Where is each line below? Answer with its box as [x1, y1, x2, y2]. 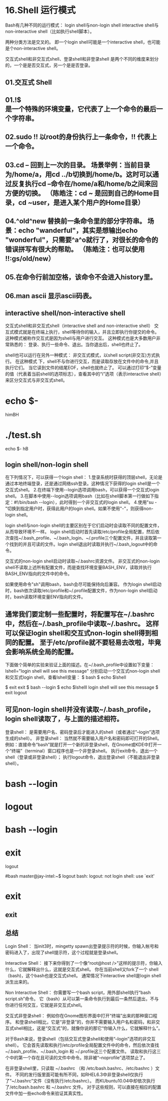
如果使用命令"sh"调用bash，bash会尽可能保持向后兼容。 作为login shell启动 [5, 582, 161, 588]
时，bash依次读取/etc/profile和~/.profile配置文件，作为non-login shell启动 [5, 588, 157, 594]
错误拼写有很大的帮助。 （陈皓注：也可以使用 [5, 245, 145, 253]
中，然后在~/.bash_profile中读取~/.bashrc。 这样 [5, 619, 159, 628]
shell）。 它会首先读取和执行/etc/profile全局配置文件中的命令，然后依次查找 [5, 1042, 159, 1048]
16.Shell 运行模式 [5, 5, 76, 16]
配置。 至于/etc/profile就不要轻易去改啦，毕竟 [18, 638, 161, 647]
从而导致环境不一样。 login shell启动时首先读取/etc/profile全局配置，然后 [5, 529, 155, 535]
